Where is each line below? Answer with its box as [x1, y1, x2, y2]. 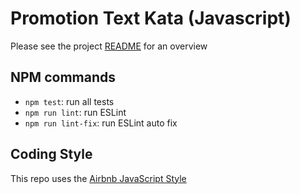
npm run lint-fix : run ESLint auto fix [24, 117, 178, 129]
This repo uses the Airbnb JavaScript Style [10, 172, 187, 184]
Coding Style [10, 146, 93, 163]
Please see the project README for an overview [10, 40, 208, 52]
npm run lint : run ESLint [24, 106, 127, 118]
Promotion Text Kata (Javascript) [10, 7, 292, 30]
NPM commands [10, 69, 116, 86]
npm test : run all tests [24, 95, 115, 107]
